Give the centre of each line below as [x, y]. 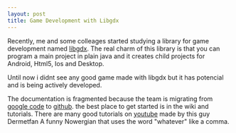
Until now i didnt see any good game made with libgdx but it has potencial [116, 77]
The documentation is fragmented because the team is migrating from [110, 99]
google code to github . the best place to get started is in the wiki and [108, 106]
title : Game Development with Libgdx [63, 21]
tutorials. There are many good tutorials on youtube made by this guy [109, 114]
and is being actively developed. [55, 85]
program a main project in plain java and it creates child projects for [106, 56]
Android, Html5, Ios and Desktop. [56, 63]
